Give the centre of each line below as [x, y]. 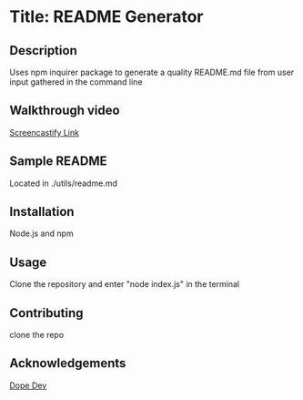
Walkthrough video [65, 111]
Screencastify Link [45, 132]
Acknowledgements [68, 363]
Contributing [46, 313]
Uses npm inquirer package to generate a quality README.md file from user [152, 72]
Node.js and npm [42, 233]
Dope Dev [28, 385]
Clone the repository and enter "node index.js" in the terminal [124, 284]
